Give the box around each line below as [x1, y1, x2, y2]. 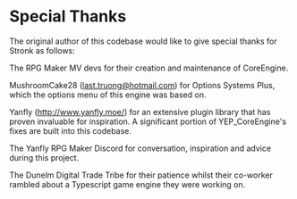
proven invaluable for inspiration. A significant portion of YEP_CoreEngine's [9, 116, 287, 127]
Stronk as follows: [9, 45, 76, 55]
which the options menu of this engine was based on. [9, 89, 207, 100]
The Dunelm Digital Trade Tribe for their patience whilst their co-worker [9, 170, 273, 180]
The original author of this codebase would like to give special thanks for [9, 36, 277, 46]
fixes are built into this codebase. [9, 125, 132, 136]
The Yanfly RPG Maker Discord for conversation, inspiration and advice [9, 143, 271, 153]
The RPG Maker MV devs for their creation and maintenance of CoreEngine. [9, 62, 289, 73]
